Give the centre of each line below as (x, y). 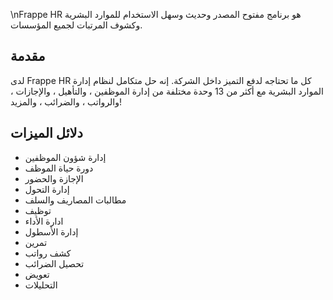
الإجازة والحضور (54, 178)
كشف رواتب (48, 253)
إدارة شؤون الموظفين (65, 157)
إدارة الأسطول (51, 231)
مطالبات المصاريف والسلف (75, 200)
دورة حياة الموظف (59, 168)
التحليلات (41, 285)
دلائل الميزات (46, 133)
